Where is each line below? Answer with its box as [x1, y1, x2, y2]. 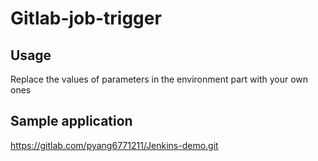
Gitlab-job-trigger [10, 7, 162, 30]
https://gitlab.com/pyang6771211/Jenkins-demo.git [10, 139, 219, 151]
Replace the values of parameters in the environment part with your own [10, 73, 309, 85]
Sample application [10, 113, 133, 130]
